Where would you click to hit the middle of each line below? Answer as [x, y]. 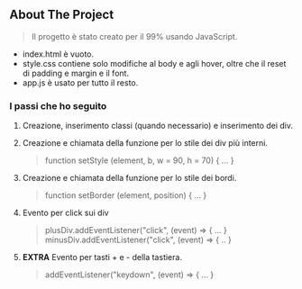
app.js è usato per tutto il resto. [80, 82]
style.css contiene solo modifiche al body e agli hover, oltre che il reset [154, 63]
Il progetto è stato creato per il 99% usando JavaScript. [134, 36]
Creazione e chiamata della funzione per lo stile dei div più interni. [145, 143]
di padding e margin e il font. [75, 73]
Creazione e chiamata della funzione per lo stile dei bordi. [129, 178]
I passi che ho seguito [58, 105]
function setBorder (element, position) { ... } [126, 195]
